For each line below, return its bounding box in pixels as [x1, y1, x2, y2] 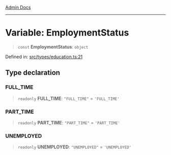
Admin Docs [5, 5, 31, 10]
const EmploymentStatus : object [17, 43, 89, 50]
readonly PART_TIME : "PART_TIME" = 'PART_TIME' [17, 119, 121, 125]
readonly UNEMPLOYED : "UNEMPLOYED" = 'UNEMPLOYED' [17, 144, 132, 150]
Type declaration [5, 68, 60, 77]
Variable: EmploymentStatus [5, 27, 129, 39]
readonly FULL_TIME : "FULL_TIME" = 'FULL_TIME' [17, 95, 120, 101]
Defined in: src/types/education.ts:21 [5, 54, 83, 60]
